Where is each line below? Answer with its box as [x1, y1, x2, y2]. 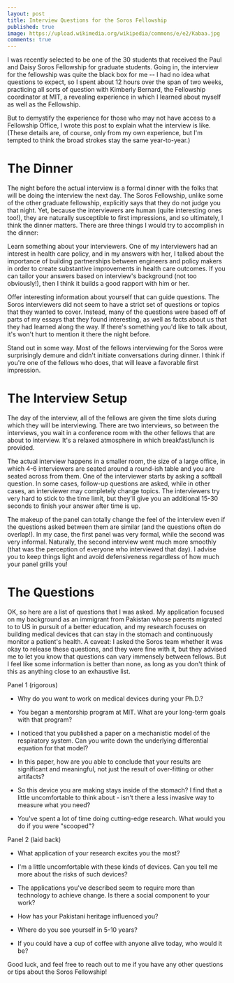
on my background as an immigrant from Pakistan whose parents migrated [7, 614, 222, 624]
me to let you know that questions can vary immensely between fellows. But [7, 652, 226, 661]
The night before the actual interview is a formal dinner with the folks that [7, 184, 219, 193]
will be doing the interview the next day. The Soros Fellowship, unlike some [7, 191, 224, 200]
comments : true [7, 36, 52, 43]
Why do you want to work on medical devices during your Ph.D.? [17, 694, 204, 703]
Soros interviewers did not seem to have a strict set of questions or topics [7, 301, 220, 309]
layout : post [7, 10, 45, 18]
